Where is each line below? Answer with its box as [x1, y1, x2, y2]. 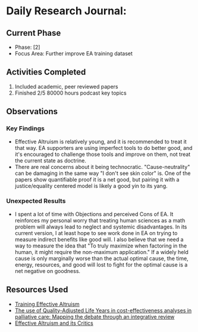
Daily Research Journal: [6, 4, 127, 18]
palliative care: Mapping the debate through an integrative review [14, 313, 175, 320]
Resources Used [6, 284, 68, 295]
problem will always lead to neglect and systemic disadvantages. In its [14, 223, 187, 230]
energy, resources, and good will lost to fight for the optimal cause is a [14, 261, 188, 268]
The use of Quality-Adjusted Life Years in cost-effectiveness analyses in [14, 306, 192, 314]
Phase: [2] [14, 43, 40, 51]
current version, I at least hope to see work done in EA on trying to [14, 229, 178, 236]
